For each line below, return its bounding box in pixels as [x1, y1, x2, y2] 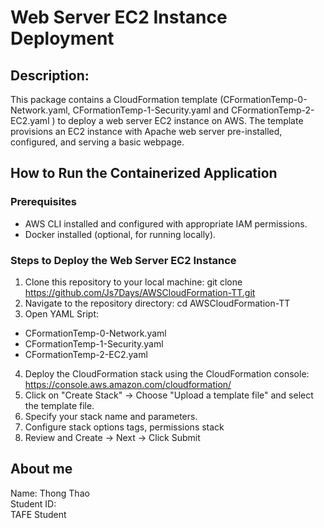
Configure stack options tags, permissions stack [24, 421, 225, 433]
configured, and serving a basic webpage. [10, 136, 185, 148]
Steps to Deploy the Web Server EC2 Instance [10, 253, 237, 267]
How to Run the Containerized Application [10, 165, 278, 182]
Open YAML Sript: [24, 307, 100, 320]
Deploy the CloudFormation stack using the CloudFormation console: [24, 367, 310, 380]
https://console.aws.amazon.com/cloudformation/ [24, 378, 232, 390]
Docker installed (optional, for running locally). [24, 228, 217, 240]
